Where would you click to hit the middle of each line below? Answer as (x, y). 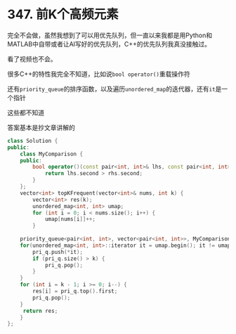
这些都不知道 (26, 113)
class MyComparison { (51, 154)
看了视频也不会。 (32, 59)
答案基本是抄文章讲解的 (41, 127)
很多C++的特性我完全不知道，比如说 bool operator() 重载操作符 (99, 74)
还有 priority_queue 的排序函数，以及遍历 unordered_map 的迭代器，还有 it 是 (114, 89)
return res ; (40, 311)
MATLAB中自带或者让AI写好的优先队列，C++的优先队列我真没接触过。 (109, 44)
